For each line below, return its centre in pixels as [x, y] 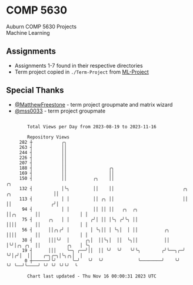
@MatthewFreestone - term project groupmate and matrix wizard [94, 104]
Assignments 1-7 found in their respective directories [79, 65]
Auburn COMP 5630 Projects [41, 26]
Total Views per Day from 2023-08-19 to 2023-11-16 [92, 127]
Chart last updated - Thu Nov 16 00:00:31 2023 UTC [92, 276]
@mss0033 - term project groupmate [60, 111]
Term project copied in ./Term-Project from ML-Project [81, 72]
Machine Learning [28, 32]
